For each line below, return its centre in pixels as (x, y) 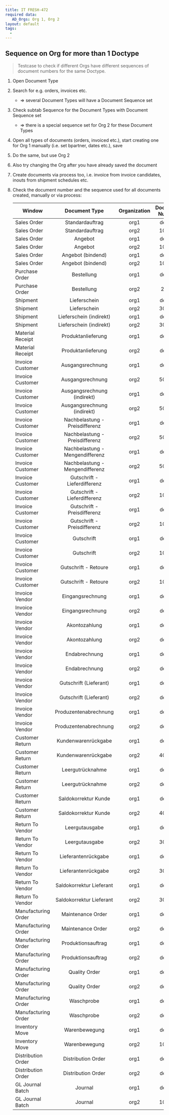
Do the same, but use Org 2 (41, 155)
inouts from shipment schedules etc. (50, 180)
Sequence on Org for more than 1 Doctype (72, 54)
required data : (21, 15)
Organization (135, 211)
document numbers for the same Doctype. (62, 71)
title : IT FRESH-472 (27, 10)
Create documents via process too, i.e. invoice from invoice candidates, (87, 174)
